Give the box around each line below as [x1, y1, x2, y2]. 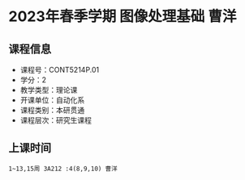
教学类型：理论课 [19, 86, 78, 94]
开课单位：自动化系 [19, 95, 85, 105]
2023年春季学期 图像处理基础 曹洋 [8, 7, 237, 26]
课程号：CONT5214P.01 [19, 65, 100, 74]
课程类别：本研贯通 [19, 106, 85, 115]
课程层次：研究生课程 [19, 115, 92, 125]
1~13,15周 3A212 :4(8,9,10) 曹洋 [8, 165, 118, 173]
